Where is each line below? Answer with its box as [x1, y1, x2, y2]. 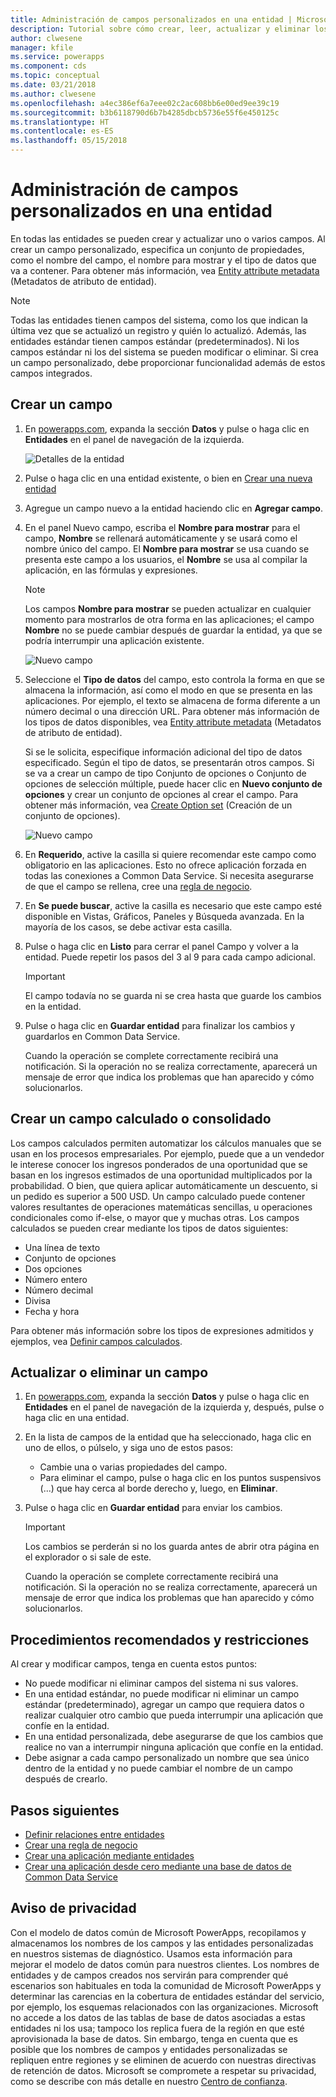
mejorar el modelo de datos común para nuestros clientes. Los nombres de [10, 1958, 320, 1970]
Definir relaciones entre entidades [24, 1829, 165, 1840]
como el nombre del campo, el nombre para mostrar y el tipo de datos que [10, 254, 317, 266]
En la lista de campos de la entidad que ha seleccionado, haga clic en [24, 1431, 312, 1443]
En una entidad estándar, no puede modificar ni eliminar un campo [24, 1688, 300, 1700]
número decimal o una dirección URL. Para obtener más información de [24, 705, 320, 717]
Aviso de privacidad [10, 1900, 137, 1917]
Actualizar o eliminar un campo [10, 1364, 209, 1381]
